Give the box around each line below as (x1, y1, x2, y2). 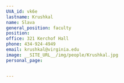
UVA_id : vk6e (6, 8, 38, 15)
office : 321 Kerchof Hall (6, 36, 69, 41)
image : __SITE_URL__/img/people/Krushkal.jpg (6, 52, 118, 58)
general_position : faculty (6, 25, 72, 31)
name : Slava (6, 19, 35, 25)
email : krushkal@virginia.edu (6, 47, 80, 53)
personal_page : (6, 57, 43, 63)
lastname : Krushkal (6, 14, 54, 20)
